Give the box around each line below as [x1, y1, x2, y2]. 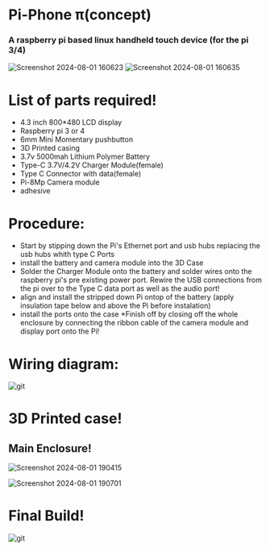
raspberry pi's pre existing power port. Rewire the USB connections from [19, 275, 263, 285]
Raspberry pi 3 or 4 [19, 126, 85, 136]
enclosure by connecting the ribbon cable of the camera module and [19, 318, 249, 328]
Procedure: [8, 214, 85, 233]
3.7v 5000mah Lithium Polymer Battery [19, 151, 151, 162]
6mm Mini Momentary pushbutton [19, 135, 134, 144]
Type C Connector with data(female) [19, 169, 142, 179]
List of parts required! [8, 91, 157, 110]
